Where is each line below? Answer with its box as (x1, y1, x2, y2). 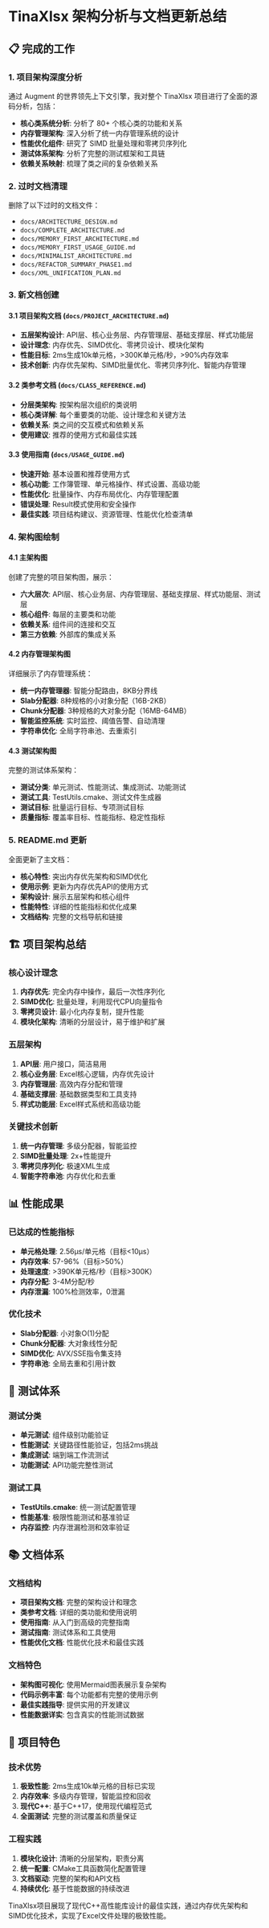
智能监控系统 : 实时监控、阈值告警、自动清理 (19, 716, 165, 726)
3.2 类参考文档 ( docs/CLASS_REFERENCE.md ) (8, 379, 147, 390)
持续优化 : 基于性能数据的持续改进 (19, 1883, 130, 1893)
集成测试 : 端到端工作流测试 (19, 1450, 109, 1460)
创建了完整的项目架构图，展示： (8, 572, 114, 581)
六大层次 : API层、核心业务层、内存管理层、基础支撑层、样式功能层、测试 (19, 589, 261, 599)
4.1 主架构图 (8, 552, 48, 563)
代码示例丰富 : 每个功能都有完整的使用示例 (19, 1689, 158, 1699)
